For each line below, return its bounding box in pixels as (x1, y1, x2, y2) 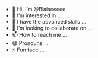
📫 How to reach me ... (11, 31, 67, 38)
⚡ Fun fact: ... (11, 46, 45, 53)
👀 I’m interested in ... (11, 12, 62, 19)
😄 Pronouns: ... (11, 40, 50, 47)
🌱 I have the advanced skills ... (11, 18, 86, 25)
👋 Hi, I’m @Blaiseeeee (11, 6, 66, 12)
